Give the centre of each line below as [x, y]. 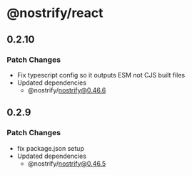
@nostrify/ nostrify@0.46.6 [67, 90]
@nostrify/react [55, 13]
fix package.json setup [51, 148]
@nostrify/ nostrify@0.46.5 [67, 163]
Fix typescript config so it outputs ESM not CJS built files [101, 75]
